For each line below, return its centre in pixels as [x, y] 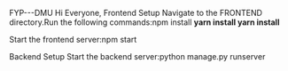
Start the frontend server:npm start [73, 39]
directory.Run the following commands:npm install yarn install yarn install [144, 22]
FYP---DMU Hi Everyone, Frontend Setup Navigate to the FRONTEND [136, 13]
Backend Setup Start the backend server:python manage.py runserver [137, 56]
